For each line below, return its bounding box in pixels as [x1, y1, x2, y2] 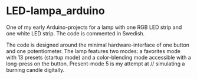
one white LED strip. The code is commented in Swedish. [6, 29, 145, 37]
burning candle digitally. [6, 66, 65, 73]
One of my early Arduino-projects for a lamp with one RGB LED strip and [6, 24, 182, 31]
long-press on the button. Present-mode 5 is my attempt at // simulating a [6, 60, 185, 67]
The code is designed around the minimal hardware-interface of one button [6, 41, 190, 48]
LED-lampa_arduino [6, 4, 105, 18]
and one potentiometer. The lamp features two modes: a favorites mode [6, 47, 181, 54]
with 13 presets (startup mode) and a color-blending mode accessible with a [6, 54, 192, 61]
